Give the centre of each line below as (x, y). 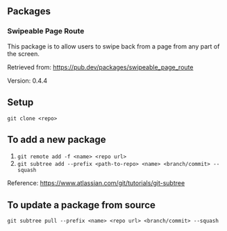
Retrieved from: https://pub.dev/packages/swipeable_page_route (100, 67)
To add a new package (57, 139)
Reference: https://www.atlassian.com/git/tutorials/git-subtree (96, 183)
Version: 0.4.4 (27, 80)
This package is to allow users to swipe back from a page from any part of (113, 46)
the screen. (24, 53)
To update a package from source (82, 205)
